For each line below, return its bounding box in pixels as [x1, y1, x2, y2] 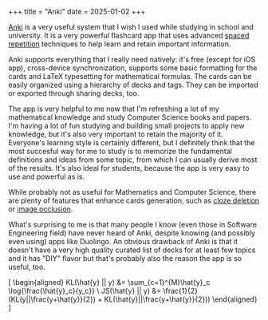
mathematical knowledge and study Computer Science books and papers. [8, 113, 252, 122]
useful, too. [8, 263, 45, 271]
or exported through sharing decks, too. [8, 89, 140, 98]
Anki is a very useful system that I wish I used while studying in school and [8, 22, 254, 31]
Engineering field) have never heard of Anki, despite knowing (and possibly [8, 228, 255, 238]
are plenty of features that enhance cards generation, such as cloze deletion [8, 196, 260, 205]
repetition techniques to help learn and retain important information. [8, 39, 231, 49]
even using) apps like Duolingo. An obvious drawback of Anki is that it [8, 237, 238, 246]
